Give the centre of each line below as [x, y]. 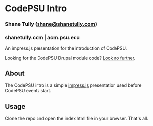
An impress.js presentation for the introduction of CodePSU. [66, 48]
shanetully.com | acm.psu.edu [42, 38]
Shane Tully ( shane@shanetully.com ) [51, 24]
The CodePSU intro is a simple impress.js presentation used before [73, 85]
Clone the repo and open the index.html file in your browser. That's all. [76, 118]
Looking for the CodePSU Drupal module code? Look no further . [70, 58]
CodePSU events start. [28, 91]
